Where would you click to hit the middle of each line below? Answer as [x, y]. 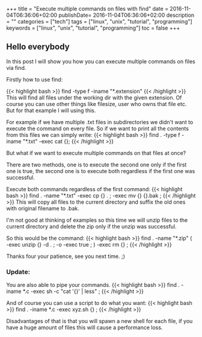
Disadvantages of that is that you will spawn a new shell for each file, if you [99, 321]
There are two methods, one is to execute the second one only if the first [96, 165]
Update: [18, 272]
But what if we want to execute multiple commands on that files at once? [96, 153]
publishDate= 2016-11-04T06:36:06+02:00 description [127, 15]
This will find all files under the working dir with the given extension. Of [94, 97]
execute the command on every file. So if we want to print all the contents [98, 128]
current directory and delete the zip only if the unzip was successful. [91, 226]
